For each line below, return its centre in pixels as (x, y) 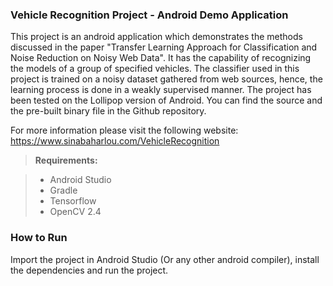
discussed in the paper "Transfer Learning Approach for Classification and (164, 47)
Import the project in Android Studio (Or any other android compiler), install (165, 259)
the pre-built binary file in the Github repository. (108, 111)
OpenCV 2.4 (75, 212)
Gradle (63, 190)
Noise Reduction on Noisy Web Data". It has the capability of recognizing (161, 58)
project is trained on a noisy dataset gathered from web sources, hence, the (166, 79)
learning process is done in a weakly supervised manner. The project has (161, 90)
